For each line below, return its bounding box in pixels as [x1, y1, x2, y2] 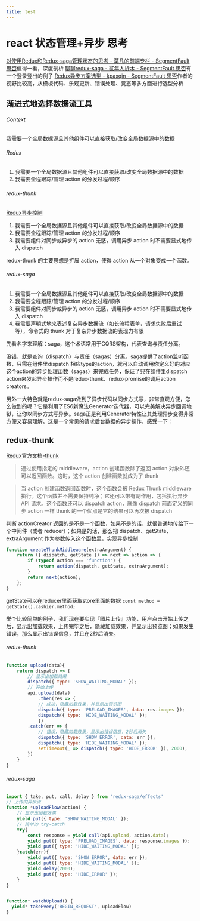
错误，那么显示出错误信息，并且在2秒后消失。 [6, 630, 119, 637]
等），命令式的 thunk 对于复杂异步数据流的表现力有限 [14, 327, 144, 334]
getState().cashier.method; [6, 603, 76, 609]
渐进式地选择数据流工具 [6, 98, 92, 109]
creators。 [6, 383, 32, 390]
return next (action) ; [27, 574, 82, 580]
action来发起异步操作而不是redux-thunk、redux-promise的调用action [6, 375, 176, 382]
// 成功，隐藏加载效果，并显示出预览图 [37, 701, 122, 707]
